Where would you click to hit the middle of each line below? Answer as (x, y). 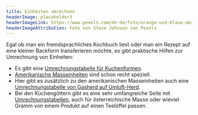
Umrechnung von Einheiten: (40, 57)
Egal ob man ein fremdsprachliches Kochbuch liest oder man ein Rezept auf (98, 45)
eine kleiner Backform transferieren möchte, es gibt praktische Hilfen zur (95, 51)
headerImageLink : (27, 22)
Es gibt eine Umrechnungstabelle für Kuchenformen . (78, 69)
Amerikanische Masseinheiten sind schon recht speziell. (83, 75)
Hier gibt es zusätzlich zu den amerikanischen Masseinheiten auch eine (102, 81)
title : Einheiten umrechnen (41, 11)
